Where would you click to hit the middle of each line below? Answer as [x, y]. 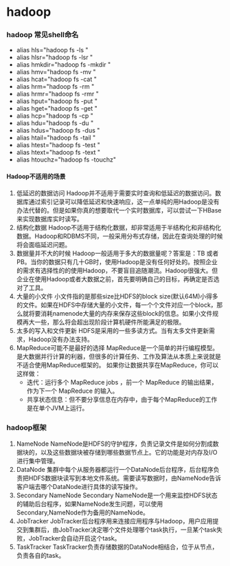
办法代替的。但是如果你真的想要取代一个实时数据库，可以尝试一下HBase [119, 210]
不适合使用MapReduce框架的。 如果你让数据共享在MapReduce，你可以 [117, 364]
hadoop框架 [27, 427]
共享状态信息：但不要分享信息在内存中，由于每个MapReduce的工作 [122, 399]
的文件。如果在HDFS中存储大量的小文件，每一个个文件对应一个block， [116, 305]
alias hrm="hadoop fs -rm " [55, 87]
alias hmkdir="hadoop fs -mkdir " [64, 65]
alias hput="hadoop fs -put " [57, 101]
